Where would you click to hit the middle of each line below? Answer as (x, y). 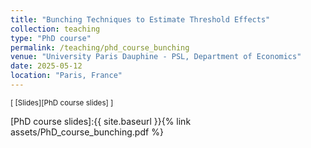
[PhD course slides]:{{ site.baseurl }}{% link (101, 121)
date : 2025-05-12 (46, 66)
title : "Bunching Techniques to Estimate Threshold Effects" (140, 19)
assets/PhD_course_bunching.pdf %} (87, 132)
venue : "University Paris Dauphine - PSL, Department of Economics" (156, 57)
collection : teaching (55, 29)
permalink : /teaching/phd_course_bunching (100, 47)
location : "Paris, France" (66, 76)
